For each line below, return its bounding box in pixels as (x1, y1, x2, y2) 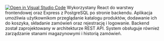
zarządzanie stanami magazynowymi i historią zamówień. (5, 31, 122, 36)
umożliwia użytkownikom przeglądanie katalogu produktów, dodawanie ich (5, 15, 158, 20)
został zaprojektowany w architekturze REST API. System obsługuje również (5, 25, 160, 31)
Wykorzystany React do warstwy (66, 5, 134, 10)
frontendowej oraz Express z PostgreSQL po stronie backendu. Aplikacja (5, 10, 153, 16)
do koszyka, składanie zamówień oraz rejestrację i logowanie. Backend (5, 20, 149, 26)
